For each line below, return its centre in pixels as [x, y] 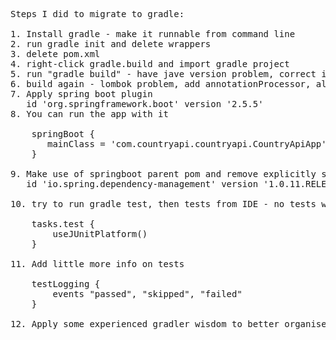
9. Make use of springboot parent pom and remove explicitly [163, 174]
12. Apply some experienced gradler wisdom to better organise [168, 324]
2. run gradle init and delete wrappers [111, 44]
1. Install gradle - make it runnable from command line [153, 34]
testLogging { [66, 284]
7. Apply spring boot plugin [81, 94]
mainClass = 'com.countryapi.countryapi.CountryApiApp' [187, 144]
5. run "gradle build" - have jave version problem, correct [163, 74]
